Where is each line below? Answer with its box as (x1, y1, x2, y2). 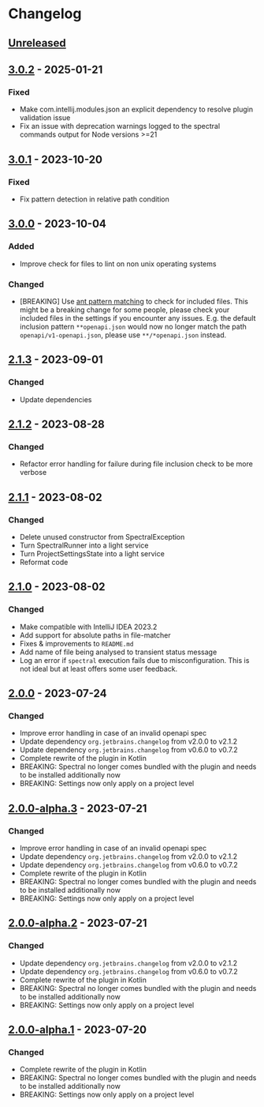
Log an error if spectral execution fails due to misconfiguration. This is (19, 655, 250, 665)
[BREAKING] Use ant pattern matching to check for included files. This (19, 296, 248, 306)
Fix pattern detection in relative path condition (19, 194, 169, 204)
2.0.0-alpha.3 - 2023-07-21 (8, 801, 147, 815)
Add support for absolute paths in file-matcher (19, 630, 171, 640)
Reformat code (19, 558, 69, 567)
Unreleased (8, 36, 67, 50)
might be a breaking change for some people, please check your (19, 305, 230, 314)
